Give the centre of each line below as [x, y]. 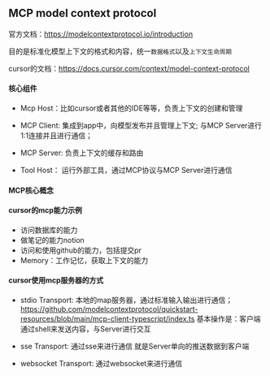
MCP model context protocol [83, 13]
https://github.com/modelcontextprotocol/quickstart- [109, 309]
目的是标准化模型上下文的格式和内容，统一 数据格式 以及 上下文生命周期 [120, 51]
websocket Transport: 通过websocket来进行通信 [101, 364]
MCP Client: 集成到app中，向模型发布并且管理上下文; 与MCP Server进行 [141, 126]
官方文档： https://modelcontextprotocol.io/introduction [101, 34]
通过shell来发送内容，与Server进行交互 [86, 329]
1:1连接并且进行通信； [57, 136]
